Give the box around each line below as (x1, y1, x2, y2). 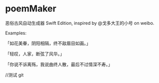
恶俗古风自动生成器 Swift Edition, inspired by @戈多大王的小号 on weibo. (5, 20, 154, 26)
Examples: (5, 30, 26, 36)
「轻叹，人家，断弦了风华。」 (5, 51, 64, 57)
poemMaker (5, 3, 56, 14)
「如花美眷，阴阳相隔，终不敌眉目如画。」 (5, 40, 91, 46)
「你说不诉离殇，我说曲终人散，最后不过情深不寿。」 (5, 61, 112, 67)
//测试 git (5, 72, 24, 78)
